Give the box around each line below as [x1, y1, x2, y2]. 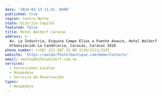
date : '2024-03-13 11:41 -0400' [5, 7, 70, 12]
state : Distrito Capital [5, 20, 55, 26]
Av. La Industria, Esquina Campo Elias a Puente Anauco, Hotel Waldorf [9, 39, 158, 44]
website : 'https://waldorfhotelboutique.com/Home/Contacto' [5, 52, 130, 57]
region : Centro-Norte [5, 16, 49, 21]
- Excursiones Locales [9, 66, 55, 71]
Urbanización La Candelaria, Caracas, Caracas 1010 [9, 43, 116, 48]
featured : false [5, 25, 38, 30]
